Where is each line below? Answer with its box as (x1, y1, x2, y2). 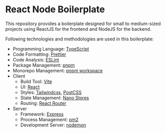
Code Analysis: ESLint (12, 56, 59, 62)
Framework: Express (20, 111, 64, 117)
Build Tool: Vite (20, 78, 53, 84)
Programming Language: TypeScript (12, 46, 89, 52)
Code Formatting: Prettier (12, 51, 66, 57)
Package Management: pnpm (12, 62, 75, 68)
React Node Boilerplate (5, 4, 105, 15)
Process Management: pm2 (20, 116, 79, 122)
